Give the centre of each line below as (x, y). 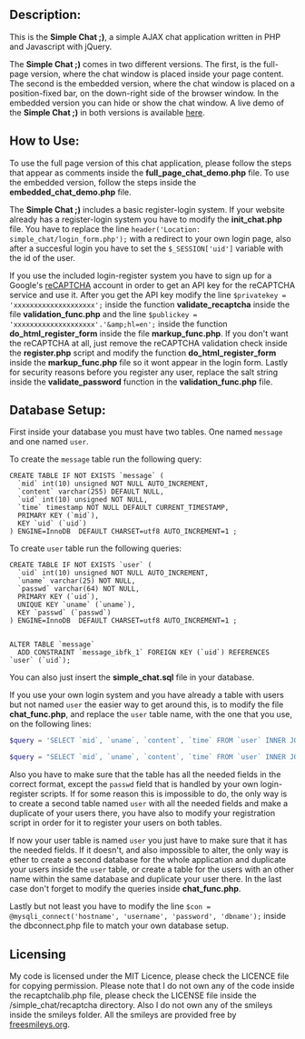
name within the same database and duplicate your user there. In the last (146, 879)
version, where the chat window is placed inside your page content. (157, 74)
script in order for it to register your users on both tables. (116, 823)
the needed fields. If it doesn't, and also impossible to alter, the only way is (149, 850)
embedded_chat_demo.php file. (70, 192)
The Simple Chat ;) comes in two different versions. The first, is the (135, 64)
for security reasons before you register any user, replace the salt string (144, 372)
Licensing (38, 954)
